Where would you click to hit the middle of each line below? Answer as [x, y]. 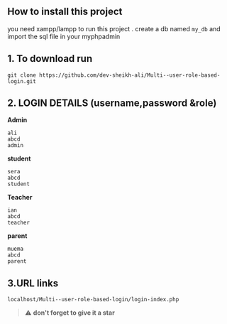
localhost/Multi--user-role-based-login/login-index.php [93, 300]
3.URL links [33, 283]
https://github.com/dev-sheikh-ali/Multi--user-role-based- [129, 75]
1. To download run [50, 59]
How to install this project [65, 12]
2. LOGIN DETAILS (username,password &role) [112, 103]
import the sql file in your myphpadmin [64, 36]
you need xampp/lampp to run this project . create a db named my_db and [114, 28]
